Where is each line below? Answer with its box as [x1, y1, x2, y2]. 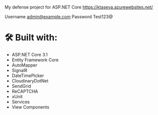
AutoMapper [11, 62, 37, 68]
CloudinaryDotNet [11, 77, 49, 83]
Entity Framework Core [11, 57, 59, 63]
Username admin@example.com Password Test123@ [4, 14, 113, 19]
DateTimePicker [11, 73, 44, 78]
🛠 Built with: [4, 32, 58, 43]
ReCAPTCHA [11, 88, 38, 94]
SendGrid [11, 83, 32, 89]
